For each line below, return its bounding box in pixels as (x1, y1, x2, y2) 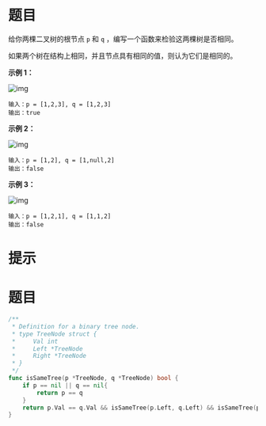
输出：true (8, 108, 41, 116)
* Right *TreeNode (11, 352, 87, 360)
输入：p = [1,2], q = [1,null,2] (8, 156, 115, 164)
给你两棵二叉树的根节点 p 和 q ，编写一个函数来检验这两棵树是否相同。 (8, 34, 239, 44)
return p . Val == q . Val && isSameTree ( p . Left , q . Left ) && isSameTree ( (22, 404, 257, 412)
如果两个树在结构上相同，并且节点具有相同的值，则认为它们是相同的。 (8, 51, 237, 60)
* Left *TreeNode (11, 344, 83, 352)
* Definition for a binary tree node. (11, 322, 140, 330)
